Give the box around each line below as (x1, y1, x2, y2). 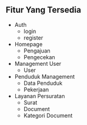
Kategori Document (23, 112, 73, 119)
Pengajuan (23, 47, 51, 54)
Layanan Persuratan (14, 92, 65, 99)
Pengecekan (23, 53, 55, 60)
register (23, 34, 44, 41)
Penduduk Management (14, 73, 75, 80)
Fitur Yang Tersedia (5, 5, 82, 15)
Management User (14, 60, 61, 67)
